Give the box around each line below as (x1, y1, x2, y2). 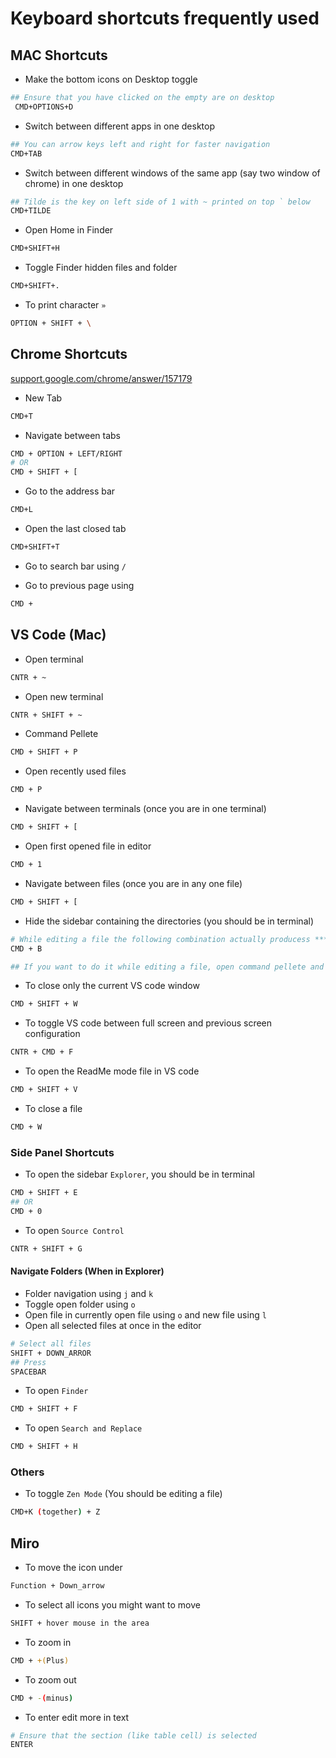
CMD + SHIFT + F (10, 1404, 78, 1414)
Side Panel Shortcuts (10, 1145, 115, 1159)
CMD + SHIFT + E (10, 1188, 78, 1198)
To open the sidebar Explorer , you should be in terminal (24, 1168, 255, 1181)
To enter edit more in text (24, 1711, 130, 1723)
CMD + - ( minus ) (10, 1693, 74, 1703)
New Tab (24, 392, 63, 404)
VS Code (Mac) (10, 627, 107, 644)
